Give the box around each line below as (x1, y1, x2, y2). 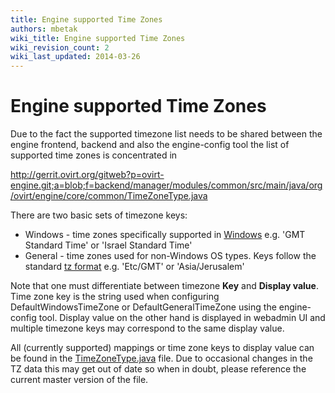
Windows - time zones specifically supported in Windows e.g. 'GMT (24, 229, 306, 241)
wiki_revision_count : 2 (10, 42, 110, 53)
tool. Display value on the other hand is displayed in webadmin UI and (38, 312, 326, 324)
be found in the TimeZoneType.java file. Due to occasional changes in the (10, 352, 313, 365)
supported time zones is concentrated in (10, 149, 178, 161)
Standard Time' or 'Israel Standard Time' (24, 239, 193, 251)
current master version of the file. (10, 374, 149, 386)
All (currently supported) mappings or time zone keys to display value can (10, 342, 315, 354)
